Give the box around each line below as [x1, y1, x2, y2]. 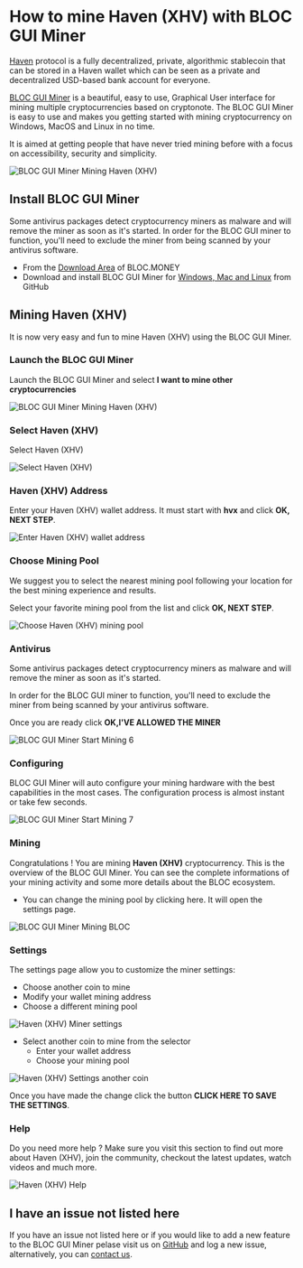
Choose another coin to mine [22, 982, 131, 993]
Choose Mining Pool [9, 555, 99, 567]
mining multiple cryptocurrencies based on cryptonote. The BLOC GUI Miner [9, 101, 294, 112]
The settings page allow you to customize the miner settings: [9, 964, 236, 974]
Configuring [9, 757, 64, 769]
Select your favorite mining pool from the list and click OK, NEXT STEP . [9, 602, 275, 613]
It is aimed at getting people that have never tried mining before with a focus [9, 138, 293, 149]
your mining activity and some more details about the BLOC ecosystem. [9, 876, 276, 887]
